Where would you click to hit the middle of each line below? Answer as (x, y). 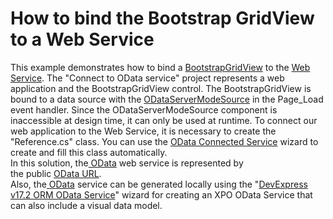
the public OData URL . (56, 173)
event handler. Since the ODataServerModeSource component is (144, 109)
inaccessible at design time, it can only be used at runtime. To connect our (164, 120)
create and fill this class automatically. (89, 152)
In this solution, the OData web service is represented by (127, 163)
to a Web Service (82, 39)
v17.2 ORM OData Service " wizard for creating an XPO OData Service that (161, 194)
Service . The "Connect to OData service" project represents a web (147, 78)
